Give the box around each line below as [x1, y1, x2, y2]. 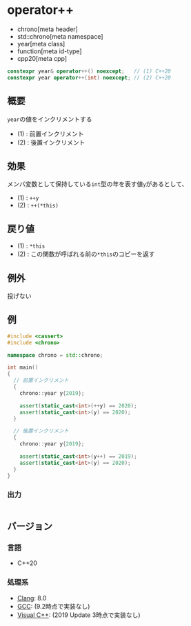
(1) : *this [17, 241, 46, 250]
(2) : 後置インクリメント [17, 138, 86, 147]
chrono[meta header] [17, 25, 78, 33]
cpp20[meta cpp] [17, 54, 68, 62]
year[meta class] [17, 39, 66, 48]
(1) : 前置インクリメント [17, 129, 84, 138]
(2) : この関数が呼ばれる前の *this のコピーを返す [17, 250, 155, 258]
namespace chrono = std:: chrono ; [7, 351, 103, 358]
